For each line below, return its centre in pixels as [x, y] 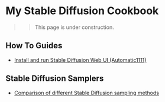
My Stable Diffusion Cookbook [82, 11]
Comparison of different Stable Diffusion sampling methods [86, 93]
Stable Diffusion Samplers [55, 79]
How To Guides [34, 46]
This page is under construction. [74, 27]
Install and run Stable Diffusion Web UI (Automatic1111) [80, 60]
